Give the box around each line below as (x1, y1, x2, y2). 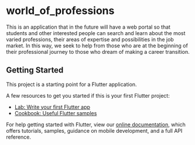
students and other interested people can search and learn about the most (6, 29, 186, 36)
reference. (6, 133, 31, 140)
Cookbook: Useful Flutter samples (14, 109, 97, 116)
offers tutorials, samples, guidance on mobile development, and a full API (6, 127, 183, 134)
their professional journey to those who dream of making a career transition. (6, 48, 190, 55)
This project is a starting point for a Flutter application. (6, 81, 137, 88)
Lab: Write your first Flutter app (14, 103, 91, 111)
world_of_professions (6, 4, 115, 18)
